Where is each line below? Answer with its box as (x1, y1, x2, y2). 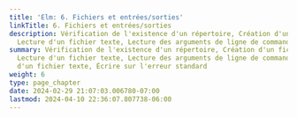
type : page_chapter (9, 78, 81, 87)
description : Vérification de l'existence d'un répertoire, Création (9, 29, 271, 38)
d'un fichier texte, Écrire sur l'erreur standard (17, 62, 208, 71)
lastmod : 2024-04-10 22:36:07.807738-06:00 (9, 94, 172, 104)
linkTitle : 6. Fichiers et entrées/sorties (9, 21, 172, 30)
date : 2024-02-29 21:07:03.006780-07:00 (9, 86, 161, 95)
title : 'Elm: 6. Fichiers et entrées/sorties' (9, 12, 184, 22)
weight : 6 (9, 70, 46, 79)
